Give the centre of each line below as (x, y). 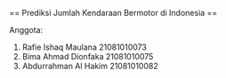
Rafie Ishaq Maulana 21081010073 (84, 47)
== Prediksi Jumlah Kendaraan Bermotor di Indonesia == (113, 13)
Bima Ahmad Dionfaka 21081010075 (88, 56)
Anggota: (26, 30)
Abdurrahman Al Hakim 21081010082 (90, 66)
